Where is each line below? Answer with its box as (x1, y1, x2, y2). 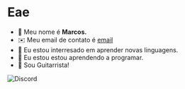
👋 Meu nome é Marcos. (17, 28, 87, 36)
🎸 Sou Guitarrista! (17, 61, 69, 69)
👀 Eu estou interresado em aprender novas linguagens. (17, 45, 179, 54)
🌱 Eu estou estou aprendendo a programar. (17, 53, 144, 61)
